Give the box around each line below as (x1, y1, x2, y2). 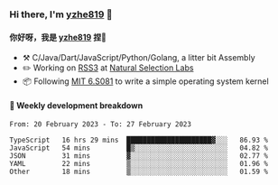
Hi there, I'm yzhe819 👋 (9, 8, 113, 21)
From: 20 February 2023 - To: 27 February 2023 (9, 120, 192, 129)
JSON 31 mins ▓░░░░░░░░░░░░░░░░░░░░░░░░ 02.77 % (9, 152, 269, 161)
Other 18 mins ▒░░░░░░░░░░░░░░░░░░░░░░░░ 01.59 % (9, 167, 269, 177)
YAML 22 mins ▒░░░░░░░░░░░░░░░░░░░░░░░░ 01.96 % (9, 160, 269, 169)
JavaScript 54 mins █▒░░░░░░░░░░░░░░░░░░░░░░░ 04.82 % (9, 143, 269, 153)
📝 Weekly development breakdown (9, 99, 144, 111)
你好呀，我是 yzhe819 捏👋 (9, 32, 107, 42)
